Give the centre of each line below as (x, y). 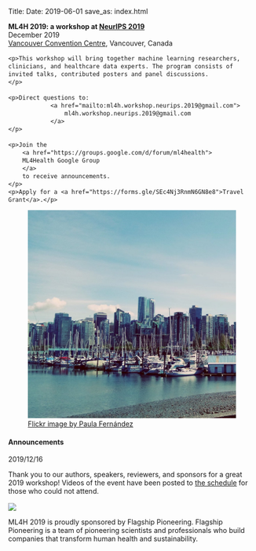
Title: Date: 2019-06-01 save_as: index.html (78, 11)
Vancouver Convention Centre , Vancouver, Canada (90, 43)
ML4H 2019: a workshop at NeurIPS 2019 (77, 26)
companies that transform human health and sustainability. (103, 539)
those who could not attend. (54, 491)
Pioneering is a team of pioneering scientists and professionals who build (126, 531)
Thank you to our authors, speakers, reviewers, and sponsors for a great (125, 475)
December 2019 (34, 35)
